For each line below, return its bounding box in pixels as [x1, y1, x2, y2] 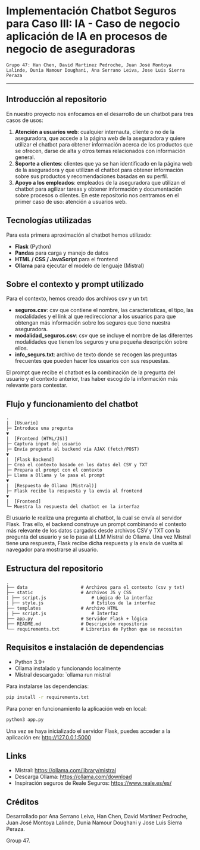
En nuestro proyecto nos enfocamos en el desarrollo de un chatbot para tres [6, 110, 193, 117]
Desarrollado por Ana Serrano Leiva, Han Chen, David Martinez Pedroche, [6, 813, 188, 820]
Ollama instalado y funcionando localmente [14, 665, 121, 672]
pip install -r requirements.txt [6, 694, 89, 700]
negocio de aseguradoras [6, 42, 136, 56]
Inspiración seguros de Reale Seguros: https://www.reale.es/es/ [14, 779, 172, 787]
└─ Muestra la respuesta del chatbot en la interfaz [6, 504, 140, 510]
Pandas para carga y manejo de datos [14, 249, 109, 256]
